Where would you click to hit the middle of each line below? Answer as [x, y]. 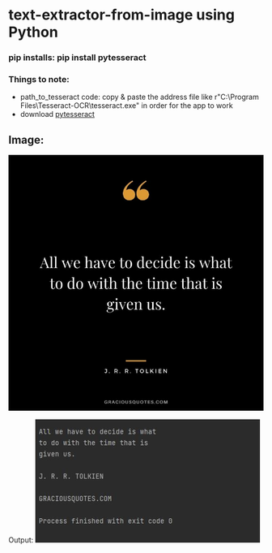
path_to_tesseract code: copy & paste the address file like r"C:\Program [139, 97]
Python [33, 32]
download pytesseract [57, 114]
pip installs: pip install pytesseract [78, 58]
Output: [21, 540]
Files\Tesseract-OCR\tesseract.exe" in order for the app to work [126, 106]
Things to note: [39, 80]
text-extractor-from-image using [121, 15]
